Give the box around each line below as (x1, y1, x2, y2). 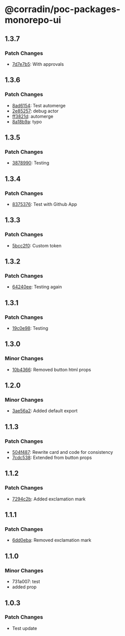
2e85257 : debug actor (12, 108, 59, 114)
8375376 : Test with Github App (12, 201, 77, 207)
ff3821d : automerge (12, 113, 54, 119)
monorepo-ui (5, 14, 61, 26)
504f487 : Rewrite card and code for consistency (12, 449, 113, 455)
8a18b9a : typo (12, 118, 42, 124)
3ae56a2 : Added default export (12, 408, 78, 414)
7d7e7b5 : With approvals (12, 61, 64, 67)
